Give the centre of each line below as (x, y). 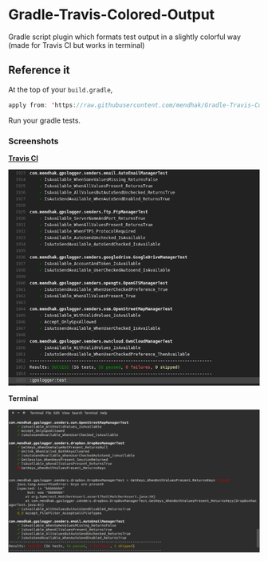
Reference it (39, 71)
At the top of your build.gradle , (61, 89)
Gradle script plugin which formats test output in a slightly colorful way (125, 37)
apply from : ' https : (43, 105)
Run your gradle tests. (45, 120)
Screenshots (33, 141)
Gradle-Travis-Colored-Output (112, 15)
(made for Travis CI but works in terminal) (77, 45)
